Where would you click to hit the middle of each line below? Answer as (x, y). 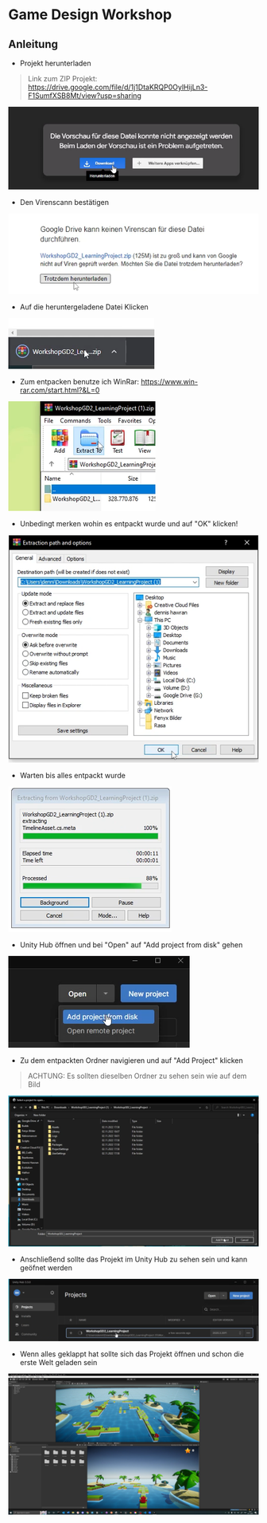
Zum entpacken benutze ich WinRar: (79, 382)
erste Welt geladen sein (58, 1362)
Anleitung (33, 44)
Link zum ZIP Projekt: (62, 79)
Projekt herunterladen (55, 63)
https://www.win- (170, 382)
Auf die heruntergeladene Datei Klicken (84, 307)
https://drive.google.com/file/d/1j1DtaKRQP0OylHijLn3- (118, 87)
